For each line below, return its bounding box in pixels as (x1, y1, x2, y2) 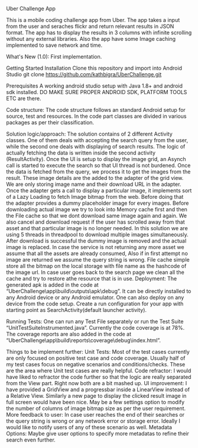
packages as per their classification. (6, 119, 95, 126)
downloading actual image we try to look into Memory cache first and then (6, 206, 188, 212)
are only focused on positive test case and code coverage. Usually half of (6, 354, 186, 362)
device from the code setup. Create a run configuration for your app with (6, 300, 184, 307)
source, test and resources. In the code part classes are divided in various (6, 112, 187, 120)
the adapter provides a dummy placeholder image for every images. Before (6, 199, 189, 207)
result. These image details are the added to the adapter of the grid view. (6, 175, 184, 181)
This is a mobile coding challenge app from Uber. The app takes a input (6, 17, 180, 23)
